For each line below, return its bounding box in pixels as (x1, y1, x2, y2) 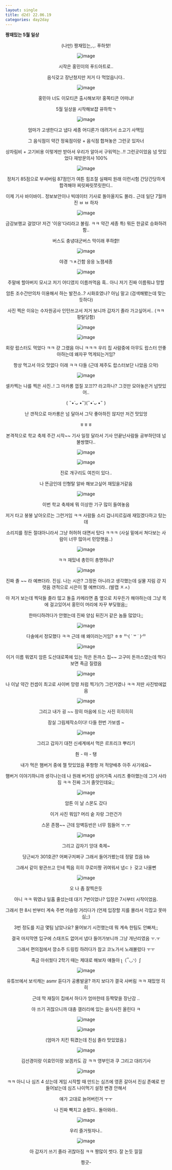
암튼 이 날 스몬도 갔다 (64, 800, 107, 806)
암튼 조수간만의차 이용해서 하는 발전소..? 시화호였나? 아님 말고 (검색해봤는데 (6, 290, 157, 296)
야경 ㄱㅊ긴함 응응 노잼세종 (59, 258, 113, 265)
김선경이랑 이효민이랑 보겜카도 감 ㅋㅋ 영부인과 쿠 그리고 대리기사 (21, 1058, 151, 1064)
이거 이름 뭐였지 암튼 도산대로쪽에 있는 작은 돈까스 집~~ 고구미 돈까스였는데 (6, 654, 157, 660)
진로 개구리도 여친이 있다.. (60, 470, 112, 476)
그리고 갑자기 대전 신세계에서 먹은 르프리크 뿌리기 (36, 740, 136, 747)
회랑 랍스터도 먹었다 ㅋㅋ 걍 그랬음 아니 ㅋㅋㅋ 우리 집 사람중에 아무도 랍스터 (6, 345, 157, 351)
